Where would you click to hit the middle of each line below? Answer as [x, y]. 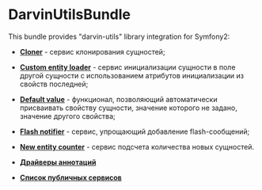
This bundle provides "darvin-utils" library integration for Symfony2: [119, 36]
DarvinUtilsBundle [70, 15]
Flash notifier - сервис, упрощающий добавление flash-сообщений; [135, 131]
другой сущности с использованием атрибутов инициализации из [131, 75]
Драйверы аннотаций [58, 162]
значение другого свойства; [68, 116]
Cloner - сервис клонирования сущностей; [92, 51]
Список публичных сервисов [71, 177]
